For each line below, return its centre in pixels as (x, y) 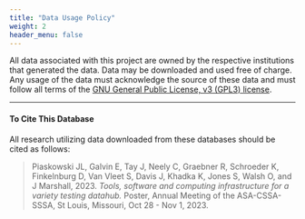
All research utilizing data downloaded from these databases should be (143, 139)
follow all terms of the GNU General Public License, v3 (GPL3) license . (141, 90)
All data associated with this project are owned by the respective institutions (152, 61)
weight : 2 (28, 26)
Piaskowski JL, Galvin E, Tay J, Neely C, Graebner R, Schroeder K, (155, 166)
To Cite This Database (52, 118)
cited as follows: (40, 149)
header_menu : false (46, 35)
